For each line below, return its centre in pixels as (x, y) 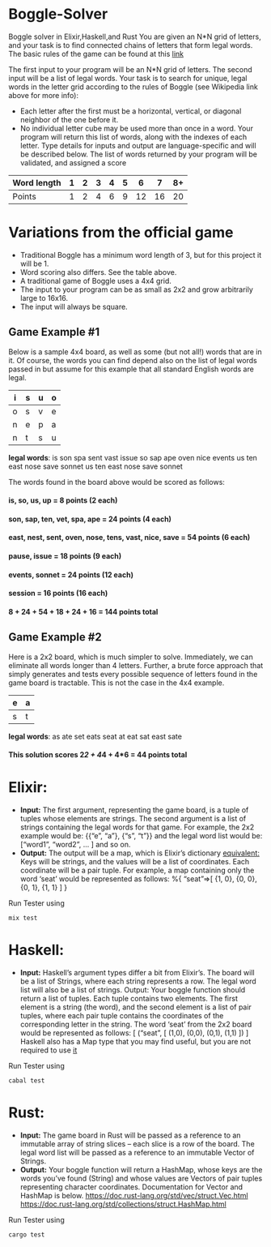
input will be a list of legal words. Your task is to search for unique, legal (128, 78)
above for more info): (44, 95)
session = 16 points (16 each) (58, 594)
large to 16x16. (44, 298)
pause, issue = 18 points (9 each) (65, 556)
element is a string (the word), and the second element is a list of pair (136, 1007)
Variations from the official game (121, 233)
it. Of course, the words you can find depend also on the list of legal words (133, 360)
